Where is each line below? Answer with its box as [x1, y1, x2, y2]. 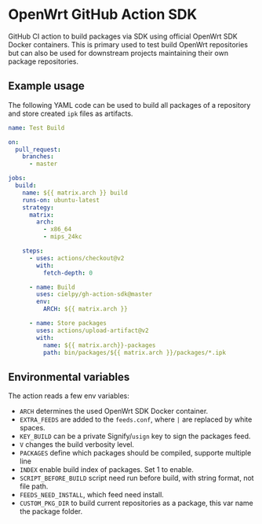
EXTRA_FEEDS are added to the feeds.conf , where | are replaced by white [19, 415, 253, 424]
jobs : [8, 175, 26, 183]
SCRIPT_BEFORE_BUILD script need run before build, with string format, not [19, 474, 254, 483]
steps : [22, 247, 44, 255]
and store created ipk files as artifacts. [8, 109, 133, 118]
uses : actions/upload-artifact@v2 [36, 327, 149, 334]
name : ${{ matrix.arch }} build [22, 189, 128, 197]
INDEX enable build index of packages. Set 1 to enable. [19, 465, 194, 474]
